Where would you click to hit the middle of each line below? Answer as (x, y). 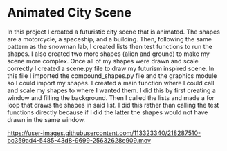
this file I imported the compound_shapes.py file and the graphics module (112, 75)
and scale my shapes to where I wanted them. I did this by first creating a (111, 90)
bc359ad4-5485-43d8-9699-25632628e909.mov (79, 140)
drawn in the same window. (46, 119)
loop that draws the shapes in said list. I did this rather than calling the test (113, 105)
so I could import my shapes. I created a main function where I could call (111, 83)
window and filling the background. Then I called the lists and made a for (111, 97)
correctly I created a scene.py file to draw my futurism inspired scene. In (111, 68)
